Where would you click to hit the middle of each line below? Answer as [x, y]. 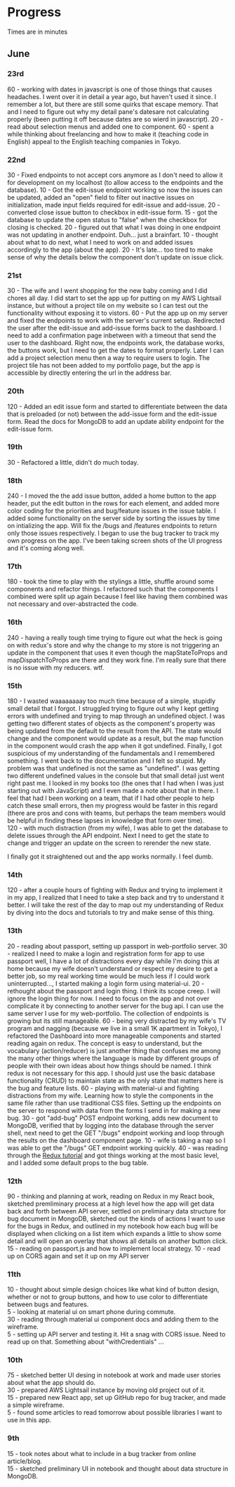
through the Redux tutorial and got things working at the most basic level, [113, 1155]
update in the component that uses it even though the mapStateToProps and [117, 652]
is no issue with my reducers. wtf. [56, 667]
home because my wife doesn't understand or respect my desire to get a [113, 968]
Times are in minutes [38, 32]
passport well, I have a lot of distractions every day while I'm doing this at [113, 961]
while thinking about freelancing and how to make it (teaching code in [108, 134]
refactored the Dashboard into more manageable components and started [114, 1036]
